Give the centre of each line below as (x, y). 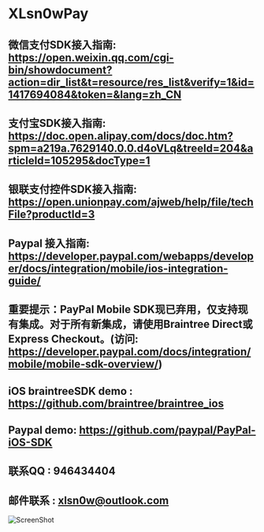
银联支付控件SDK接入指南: (73, 190)
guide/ (24, 281)
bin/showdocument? (60, 70)
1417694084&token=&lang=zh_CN (95, 94)
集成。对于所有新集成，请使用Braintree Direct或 (136, 324)
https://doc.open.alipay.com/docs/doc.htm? (121, 136)
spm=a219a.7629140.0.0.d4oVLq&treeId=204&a (131, 148)
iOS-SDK (30, 442)
